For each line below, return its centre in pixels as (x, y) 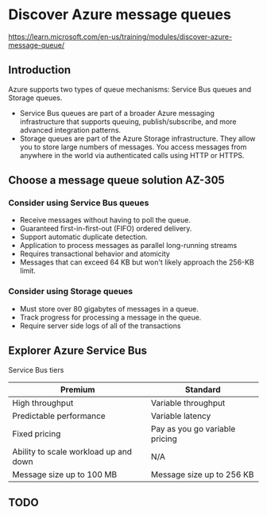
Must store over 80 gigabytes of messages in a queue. (109, 308)
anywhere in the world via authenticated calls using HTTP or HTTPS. (132, 155)
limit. (27, 271)
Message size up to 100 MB (65, 474)
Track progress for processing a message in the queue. (110, 317)
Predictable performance (59, 416)
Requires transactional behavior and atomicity (95, 254)
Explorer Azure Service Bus (78, 351)
